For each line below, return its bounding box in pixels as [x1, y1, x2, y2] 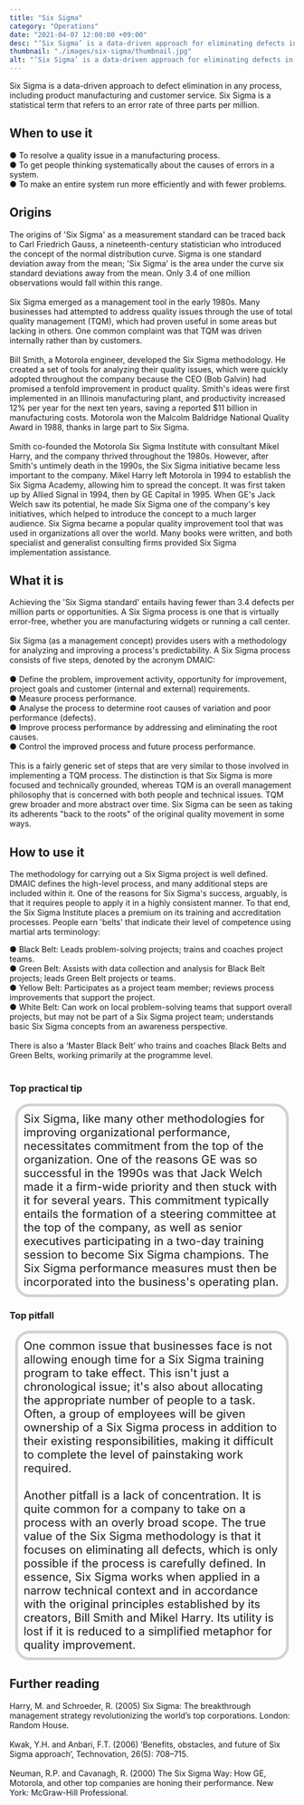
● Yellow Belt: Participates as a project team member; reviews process [9, 982, 274, 993]
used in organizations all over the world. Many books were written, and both [9, 527, 293, 538]
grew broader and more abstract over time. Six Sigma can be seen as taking [9, 799, 293, 810]
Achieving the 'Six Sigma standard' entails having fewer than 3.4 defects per [9, 597, 295, 608]
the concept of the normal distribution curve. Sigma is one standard [9, 248, 262, 259]
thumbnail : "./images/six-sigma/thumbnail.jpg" [9, 47, 193, 56]
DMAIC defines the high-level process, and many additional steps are [9, 878, 269, 889]
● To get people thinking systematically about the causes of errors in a [9, 159, 275, 170]
